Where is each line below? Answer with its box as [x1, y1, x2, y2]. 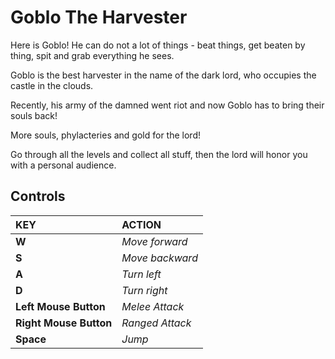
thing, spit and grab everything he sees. [10, 49, 175, 61]
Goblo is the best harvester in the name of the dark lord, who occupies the [10, 69, 317, 81]
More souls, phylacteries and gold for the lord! [10, 129, 201, 141]
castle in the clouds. [10, 79, 94, 91]
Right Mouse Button [15, 316, 113, 330]
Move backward [121, 251, 198, 265]
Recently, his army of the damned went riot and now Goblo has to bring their [10, 99, 325, 111]
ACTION [121, 217, 162, 231]
